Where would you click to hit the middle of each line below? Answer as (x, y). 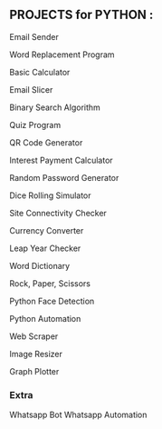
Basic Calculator (40, 72)
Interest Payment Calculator (61, 160)
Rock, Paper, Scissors (50, 283)
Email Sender (34, 36)
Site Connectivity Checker (58, 213)
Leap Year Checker (45, 248)
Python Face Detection (52, 301)
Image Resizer (36, 354)
